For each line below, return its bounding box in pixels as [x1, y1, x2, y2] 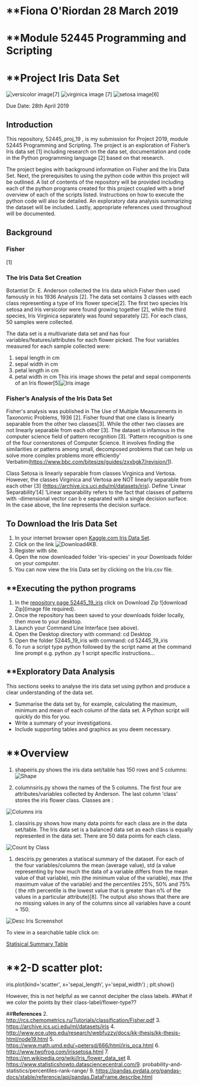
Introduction [6, 119, 53, 130]
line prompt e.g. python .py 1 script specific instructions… [14, 650, 155, 657]
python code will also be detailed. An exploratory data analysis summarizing [6, 197, 192, 204]
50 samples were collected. [6, 319, 74, 326]
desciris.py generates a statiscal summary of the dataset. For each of [14, 855, 185, 862]
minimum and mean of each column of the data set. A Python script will [14, 706, 190, 714]
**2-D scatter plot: [6, 961, 103, 974]
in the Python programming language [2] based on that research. [6, 155, 165, 162]
